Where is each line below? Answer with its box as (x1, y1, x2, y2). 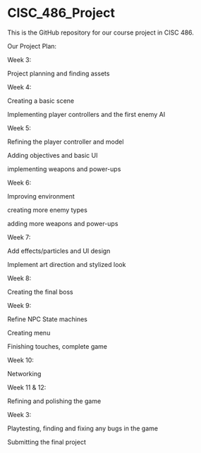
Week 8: (7, 273, 32, 283)
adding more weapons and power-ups (7, 219, 118, 228)
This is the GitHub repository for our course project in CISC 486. (7, 28, 194, 37)
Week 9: (7, 301, 32, 309)
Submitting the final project (7, 438, 86, 446)
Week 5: (7, 123, 32, 132)
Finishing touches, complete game (7, 342, 108, 350)
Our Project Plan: (7, 42, 57, 50)
